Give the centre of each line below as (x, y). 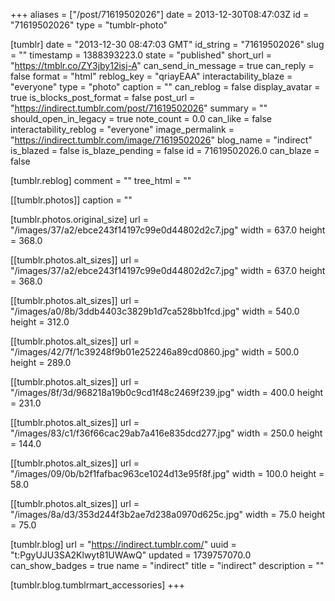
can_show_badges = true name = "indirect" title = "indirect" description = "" (167, 565)
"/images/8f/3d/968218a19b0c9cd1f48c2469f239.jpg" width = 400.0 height (167, 392)
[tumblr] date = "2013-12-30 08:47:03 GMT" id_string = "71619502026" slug (167, 44)
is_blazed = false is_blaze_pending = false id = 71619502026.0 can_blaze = (165, 150)
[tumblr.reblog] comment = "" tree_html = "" (101, 180)
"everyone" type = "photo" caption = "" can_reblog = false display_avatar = (165, 87)
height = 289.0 (41, 362)
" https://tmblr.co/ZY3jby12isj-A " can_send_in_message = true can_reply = (162, 65)
